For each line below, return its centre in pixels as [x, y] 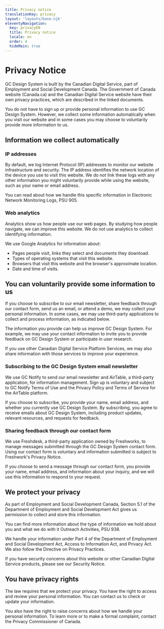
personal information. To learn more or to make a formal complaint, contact [81, 616]
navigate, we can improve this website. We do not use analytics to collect [79, 229]
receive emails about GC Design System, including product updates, [74, 413]
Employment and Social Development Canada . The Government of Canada [80, 89]
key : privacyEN [25, 28]
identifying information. [29, 234]
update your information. [30, 602]
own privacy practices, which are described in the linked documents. [75, 100]
